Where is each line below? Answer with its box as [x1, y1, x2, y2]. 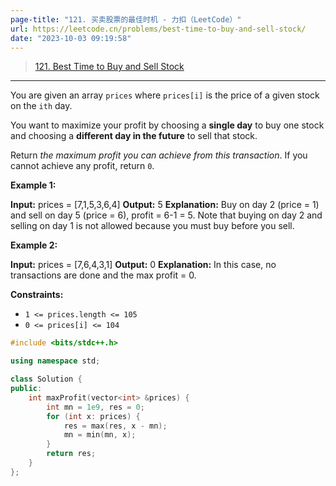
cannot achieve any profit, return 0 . [10, 160, 155, 172]
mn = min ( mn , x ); [63, 430, 137, 440]
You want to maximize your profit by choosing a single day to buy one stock [10, 119, 325, 131]
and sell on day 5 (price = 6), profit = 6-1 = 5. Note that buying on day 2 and [10, 209, 323, 221]
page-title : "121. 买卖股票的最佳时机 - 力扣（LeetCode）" [10, 14, 242, 25]
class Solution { [10, 374, 83, 385]
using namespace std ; [10, 356, 101, 366]
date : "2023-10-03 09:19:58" [10, 33, 132, 43]
